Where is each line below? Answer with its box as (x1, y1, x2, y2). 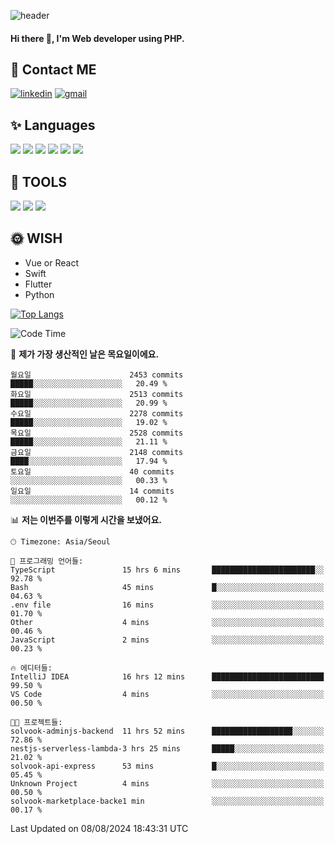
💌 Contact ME (10, 61, 97, 78)
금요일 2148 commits (10, 447, 184, 457)
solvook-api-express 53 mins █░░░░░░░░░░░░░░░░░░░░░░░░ (10, 761, 325, 771)
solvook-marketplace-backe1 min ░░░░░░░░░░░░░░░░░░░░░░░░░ (10, 796, 325, 806)
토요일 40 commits (10, 466, 175, 477)
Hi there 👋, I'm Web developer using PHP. (10, 32, 185, 44)
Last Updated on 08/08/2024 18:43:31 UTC (10, 822, 189, 834)
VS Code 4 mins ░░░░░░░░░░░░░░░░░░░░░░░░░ (10, 689, 325, 699)
